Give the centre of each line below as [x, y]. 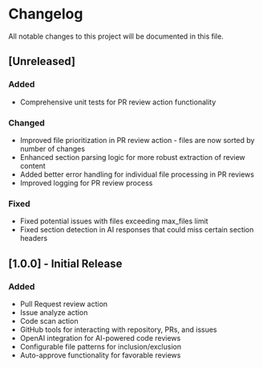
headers [34, 239]
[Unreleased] [42, 61]
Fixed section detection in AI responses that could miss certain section [137, 230]
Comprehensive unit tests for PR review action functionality [118, 102]
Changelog [46, 14]
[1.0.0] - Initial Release [65, 263]
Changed [27, 123]
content [32, 166]
